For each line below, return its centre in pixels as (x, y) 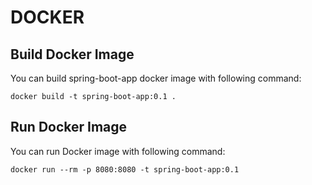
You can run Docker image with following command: (118, 151)
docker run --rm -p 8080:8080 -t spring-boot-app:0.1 (125, 169)
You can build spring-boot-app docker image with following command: (156, 78)
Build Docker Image (72, 54)
